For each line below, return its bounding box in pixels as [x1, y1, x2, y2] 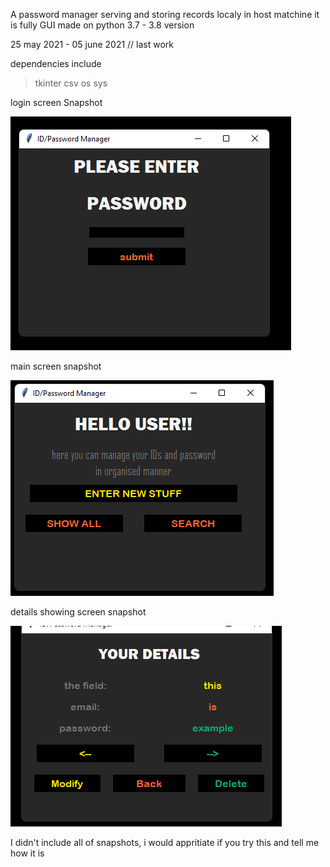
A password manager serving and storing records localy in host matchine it [10, 9, 320, 20]
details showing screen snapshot [10, 606, 147, 618]
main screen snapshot [10, 360, 102, 372]
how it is [10, 847, 45, 859]
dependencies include [10, 58, 102, 69]
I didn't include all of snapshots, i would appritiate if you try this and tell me [10, 837, 320, 848]
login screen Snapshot [10, 97, 103, 108]
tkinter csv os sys [34, 77, 108, 89]
